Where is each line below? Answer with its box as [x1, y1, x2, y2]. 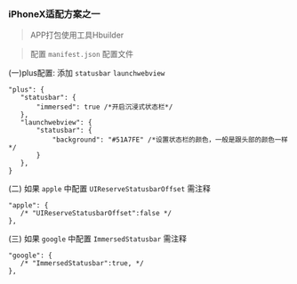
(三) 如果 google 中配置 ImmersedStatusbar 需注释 [8, 233, 188, 244]
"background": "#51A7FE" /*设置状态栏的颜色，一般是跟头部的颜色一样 [52, 135, 288, 144]
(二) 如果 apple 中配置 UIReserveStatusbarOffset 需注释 [8, 183, 211, 194]
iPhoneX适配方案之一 [8, 7, 100, 20]
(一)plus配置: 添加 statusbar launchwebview [8, 68, 165, 78]
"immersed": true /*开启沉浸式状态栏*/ [36, 102, 173, 112]
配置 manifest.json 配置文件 [29, 49, 134, 60]
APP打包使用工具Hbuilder [29, 29, 124, 41]
